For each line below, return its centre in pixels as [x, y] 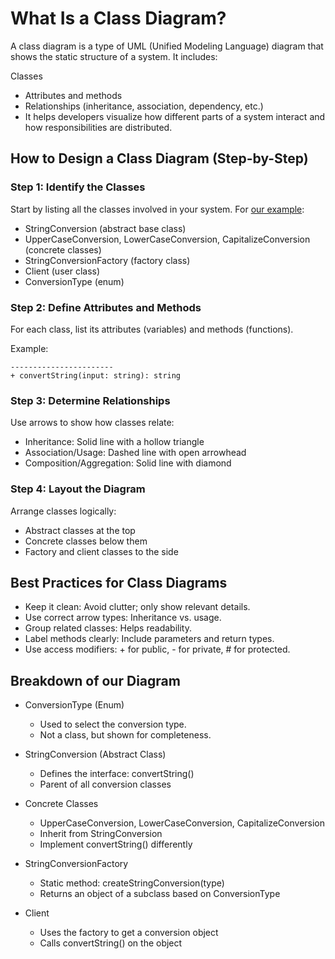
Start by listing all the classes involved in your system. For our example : [157, 209]
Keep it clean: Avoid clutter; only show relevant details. [137, 607]
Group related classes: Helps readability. [108, 628]
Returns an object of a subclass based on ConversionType [160, 894]
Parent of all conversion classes [105, 784]
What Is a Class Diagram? [118, 18]
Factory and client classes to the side [101, 551]
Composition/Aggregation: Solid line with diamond [128, 463]
